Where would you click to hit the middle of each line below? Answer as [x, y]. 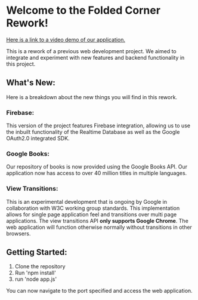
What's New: [31, 83]
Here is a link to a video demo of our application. [66, 39]
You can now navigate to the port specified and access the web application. [99, 291]
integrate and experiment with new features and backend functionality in [95, 57]
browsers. [18, 233]
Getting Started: [37, 252]
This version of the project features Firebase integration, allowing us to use [98, 125]
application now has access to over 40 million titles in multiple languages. [97, 173]
